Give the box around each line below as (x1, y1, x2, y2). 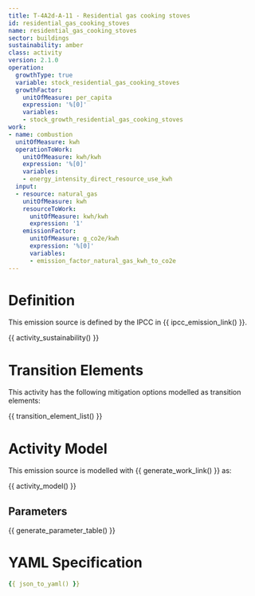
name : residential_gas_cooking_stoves (8, 26, 137, 34)
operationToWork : (15, 145, 73, 153)
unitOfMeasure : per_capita (22, 93, 112, 101)
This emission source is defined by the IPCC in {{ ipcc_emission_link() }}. (8, 317, 248, 328)
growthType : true (15, 71, 73, 79)
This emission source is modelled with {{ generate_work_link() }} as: (8, 466, 232, 475)
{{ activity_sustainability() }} (8, 333, 100, 343)
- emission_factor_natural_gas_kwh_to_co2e (29, 256, 177, 264)
